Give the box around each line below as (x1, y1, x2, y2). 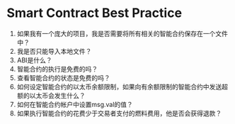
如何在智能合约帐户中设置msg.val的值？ (16, 100, 134, 108)
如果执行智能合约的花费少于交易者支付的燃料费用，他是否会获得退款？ (16, 108, 222, 118)
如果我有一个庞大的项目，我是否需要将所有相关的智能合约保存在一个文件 (16, 29, 228, 38)
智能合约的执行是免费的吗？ (16, 64, 98, 73)
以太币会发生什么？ (29, 91, 86, 100)
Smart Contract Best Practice (6, 5, 182, 21)
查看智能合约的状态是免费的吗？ (16, 73, 110, 82)
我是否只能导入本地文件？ (16, 47, 92, 55)
